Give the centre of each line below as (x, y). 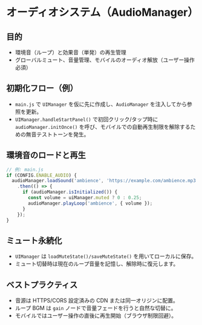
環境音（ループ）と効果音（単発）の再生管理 (70, 52)
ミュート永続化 (34, 241)
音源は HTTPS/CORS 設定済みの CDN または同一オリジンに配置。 (96, 300)
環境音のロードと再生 (46, 155)
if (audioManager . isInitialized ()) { (70, 192)
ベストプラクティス (42, 285)
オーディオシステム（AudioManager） (102, 12)
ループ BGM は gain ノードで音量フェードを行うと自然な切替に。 (96, 308)
